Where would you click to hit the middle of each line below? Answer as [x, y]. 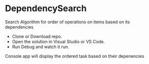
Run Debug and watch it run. [40, 47]
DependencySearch [46, 8]
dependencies [19, 27]
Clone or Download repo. [37, 36]
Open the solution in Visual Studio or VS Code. [58, 41]
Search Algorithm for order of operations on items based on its [67, 22]
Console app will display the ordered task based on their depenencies [74, 56]
